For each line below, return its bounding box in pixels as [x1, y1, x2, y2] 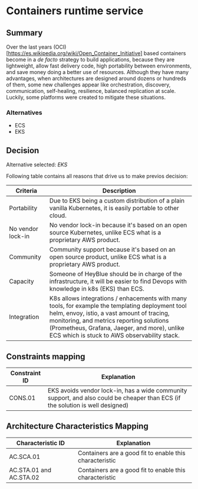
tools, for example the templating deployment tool [49, 302, 187, 310]
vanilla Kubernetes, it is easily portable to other [49, 204, 180, 213]
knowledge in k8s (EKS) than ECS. [49, 285, 144, 293]
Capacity [9, 277, 34, 285]
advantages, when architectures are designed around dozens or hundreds [6, 75, 187, 82]
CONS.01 [9, 394, 36, 402]
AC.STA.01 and [9, 466, 52, 474]
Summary [6, 28, 43, 38]
